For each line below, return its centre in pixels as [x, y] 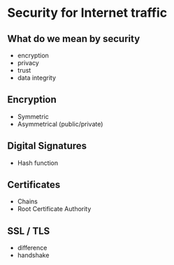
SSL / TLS [29, 231]
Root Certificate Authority [54, 209]
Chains [28, 201]
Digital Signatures [47, 146]
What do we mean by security [74, 39]
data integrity [37, 78]
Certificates [34, 185]
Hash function [38, 163]
